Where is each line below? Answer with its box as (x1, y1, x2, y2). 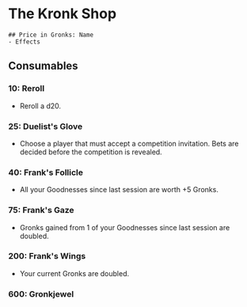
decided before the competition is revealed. (19, 147, 162, 157)
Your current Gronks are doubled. (19, 268, 129, 278)
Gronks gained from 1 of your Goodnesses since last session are (19, 222, 230, 232)
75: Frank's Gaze (8, 205, 74, 216)
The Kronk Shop (8, 5, 117, 23)
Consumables (8, 59, 78, 73)
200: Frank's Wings (8, 251, 86, 262)
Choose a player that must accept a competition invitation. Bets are (19, 138, 239, 148)
